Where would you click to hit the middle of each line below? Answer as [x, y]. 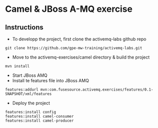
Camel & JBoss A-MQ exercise [69, 9]
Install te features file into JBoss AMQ [51, 80]
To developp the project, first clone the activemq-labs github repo [79, 39]
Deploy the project [31, 103]
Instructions [24, 27]
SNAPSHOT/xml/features [28, 94]
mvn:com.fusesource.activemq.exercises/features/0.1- [97, 90]
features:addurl [22, 90]
